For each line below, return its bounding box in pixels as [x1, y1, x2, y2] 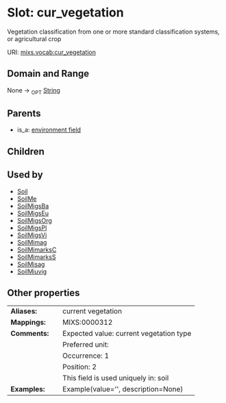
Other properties [7, 286, 80, 299]
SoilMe [16, 194, 37, 203]
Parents [7, 108, 41, 119]
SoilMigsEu [16, 209, 49, 217]
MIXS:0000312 [62, 317, 113, 327]
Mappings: [10, 317, 47, 327]
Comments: [10, 329, 49, 339]
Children [7, 145, 45, 157]
